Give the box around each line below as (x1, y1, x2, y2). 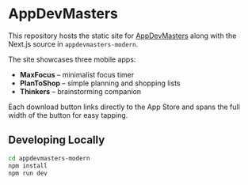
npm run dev (8, 169, 48, 177)
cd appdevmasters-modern (8, 154, 90, 162)
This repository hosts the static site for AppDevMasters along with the (8, 31, 237, 40)
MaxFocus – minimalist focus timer (19, 70, 135, 79)
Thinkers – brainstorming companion (19, 86, 142, 96)
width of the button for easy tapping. (8, 110, 128, 119)
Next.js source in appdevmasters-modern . (8, 39, 139, 48)
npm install (8, 161, 48, 170)
